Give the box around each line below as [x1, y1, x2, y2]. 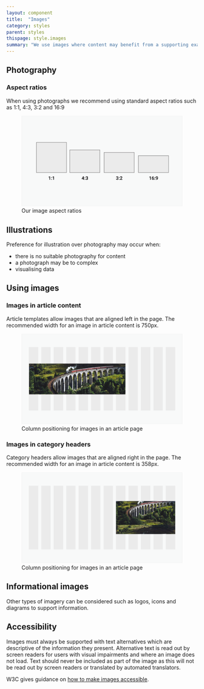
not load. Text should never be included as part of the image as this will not [6, 657, 194, 665]
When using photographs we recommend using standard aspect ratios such [6, 97, 196, 105]
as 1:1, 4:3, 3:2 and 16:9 [6, 103, 65, 111]
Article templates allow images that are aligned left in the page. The [6, 315, 175, 322]
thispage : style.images [6, 35, 67, 42]
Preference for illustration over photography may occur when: [6, 241, 161, 248]
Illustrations [6, 225, 53, 235]
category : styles [6, 22, 50, 29]
